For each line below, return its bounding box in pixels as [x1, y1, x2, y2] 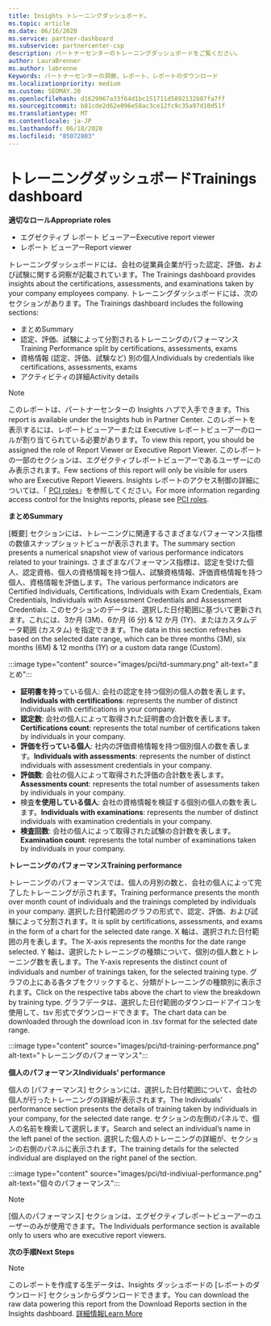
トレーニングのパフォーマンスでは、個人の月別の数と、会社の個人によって [8, 877, 256, 887]
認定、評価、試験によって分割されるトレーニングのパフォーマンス [19, 334, 240, 344]
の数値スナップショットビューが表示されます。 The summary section [8, 538, 236, 548]
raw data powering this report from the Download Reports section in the [8, 1299, 248, 1308]
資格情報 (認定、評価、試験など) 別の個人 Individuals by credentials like [19, 353, 255, 362]
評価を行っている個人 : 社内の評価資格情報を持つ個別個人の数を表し [19, 741, 244, 750]
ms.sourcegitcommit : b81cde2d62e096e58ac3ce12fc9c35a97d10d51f [8, 102, 226, 110]
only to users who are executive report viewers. [8, 1230, 167, 1239]
